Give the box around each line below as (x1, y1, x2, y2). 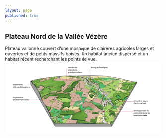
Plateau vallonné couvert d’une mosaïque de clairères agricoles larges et (5, 45, 154, 52)
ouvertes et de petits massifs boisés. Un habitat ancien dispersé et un (5, 51, 148, 57)
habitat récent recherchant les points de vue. (5, 56, 97, 62)
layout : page (5, 8, 32, 13)
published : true (5, 13, 39, 18)
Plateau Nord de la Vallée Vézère (5, 32, 108, 41)
